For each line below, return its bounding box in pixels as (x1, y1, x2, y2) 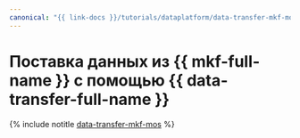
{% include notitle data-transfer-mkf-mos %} (9, 118, 176, 129)
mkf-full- (191, 51, 261, 71)
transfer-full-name (9, 89, 152, 110)
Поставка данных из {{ (9, 51, 188, 71)
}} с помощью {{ (54, 70, 184, 90)
